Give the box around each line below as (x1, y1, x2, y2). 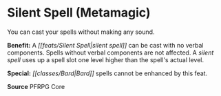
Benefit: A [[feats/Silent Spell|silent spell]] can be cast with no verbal (7, 41, 204, 49)
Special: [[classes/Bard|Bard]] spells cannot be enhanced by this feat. (7, 69, 208, 77)
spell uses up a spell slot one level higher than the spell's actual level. (7, 55, 204, 64)
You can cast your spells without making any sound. (7, 28, 155, 36)
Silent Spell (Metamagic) (7, 5, 151, 21)
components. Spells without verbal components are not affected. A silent (7, 48, 214, 57)
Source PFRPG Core (7, 82, 65, 90)
